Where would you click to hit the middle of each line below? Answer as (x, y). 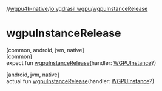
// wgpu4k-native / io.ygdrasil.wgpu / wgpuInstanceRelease (77, 9)
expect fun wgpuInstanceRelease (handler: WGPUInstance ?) (81, 62)
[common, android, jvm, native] (45, 50)
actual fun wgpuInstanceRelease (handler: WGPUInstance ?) (80, 81)
